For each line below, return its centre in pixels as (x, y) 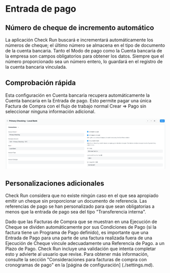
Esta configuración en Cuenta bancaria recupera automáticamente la (78, 95)
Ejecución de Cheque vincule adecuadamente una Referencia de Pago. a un (85, 243)
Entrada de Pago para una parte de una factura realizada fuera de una (79, 238)
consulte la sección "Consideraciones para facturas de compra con (76, 260)
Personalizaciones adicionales (55, 183)
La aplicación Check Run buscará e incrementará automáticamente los (79, 40)
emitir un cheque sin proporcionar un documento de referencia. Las (76, 201)
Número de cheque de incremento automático (80, 28)
